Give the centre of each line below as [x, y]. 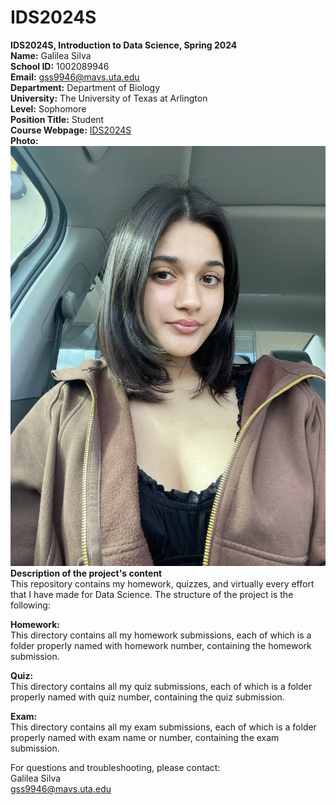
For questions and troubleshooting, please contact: [115, 767]
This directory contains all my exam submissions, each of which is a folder [163, 727]
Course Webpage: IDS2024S [71, 130]
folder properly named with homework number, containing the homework [161, 645]
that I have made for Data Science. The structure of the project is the [152, 594]
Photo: [24, 140]
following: [30, 605]
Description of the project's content [86, 573]
